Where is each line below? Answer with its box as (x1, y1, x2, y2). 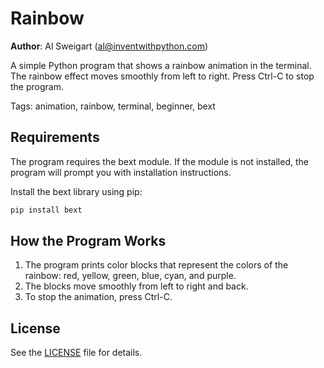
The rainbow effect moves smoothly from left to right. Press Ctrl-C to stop (10, 70, 315, 82)
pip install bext (10, 205, 83, 215)
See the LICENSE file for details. (10, 347, 143, 359)
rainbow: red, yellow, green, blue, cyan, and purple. (24, 270, 237, 282)
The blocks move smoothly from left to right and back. (24, 280, 249, 292)
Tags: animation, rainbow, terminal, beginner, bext (10, 100, 216, 112)
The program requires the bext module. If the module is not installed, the (10, 155, 309, 167)
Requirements (10, 129, 100, 146)
